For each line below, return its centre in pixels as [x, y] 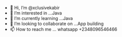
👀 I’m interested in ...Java [36, 13]
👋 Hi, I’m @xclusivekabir [35, 8]
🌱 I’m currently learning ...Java [41, 18]
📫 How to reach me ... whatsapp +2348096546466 [63, 29]
